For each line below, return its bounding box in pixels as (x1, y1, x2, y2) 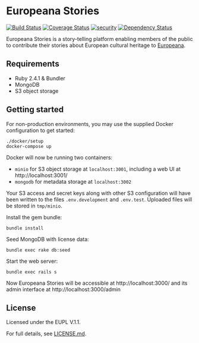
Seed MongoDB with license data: (6, 235, 89, 243)
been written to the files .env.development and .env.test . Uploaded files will (6, 196, 192, 203)
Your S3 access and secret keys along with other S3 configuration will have (6, 189, 191, 197)
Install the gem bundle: (6, 213, 62, 221)
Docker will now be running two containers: (6, 153, 113, 161)
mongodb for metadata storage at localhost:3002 (14, 178, 132, 185)
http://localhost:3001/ (14, 171, 68, 179)
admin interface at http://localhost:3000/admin (6, 285, 121, 292)
